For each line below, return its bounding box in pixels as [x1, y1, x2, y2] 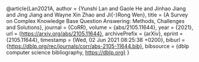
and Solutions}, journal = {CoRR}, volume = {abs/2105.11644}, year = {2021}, [6, 24, 194, 31]
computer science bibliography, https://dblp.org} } [6, 49, 130, 56]
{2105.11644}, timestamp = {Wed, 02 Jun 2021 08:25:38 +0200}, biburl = [6, 37, 186, 43]
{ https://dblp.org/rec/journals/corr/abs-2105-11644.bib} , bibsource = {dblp [6, 43, 189, 50]
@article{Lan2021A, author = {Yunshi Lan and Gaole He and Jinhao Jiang [6, 5, 186, 12]
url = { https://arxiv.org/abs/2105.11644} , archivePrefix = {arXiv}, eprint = [6, 30, 184, 37]
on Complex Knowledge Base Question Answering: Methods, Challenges [6, 18, 185, 24]
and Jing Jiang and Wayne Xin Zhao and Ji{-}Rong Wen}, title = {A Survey [6, 11, 188, 18]
